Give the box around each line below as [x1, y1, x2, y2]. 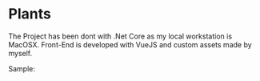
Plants [8, 5, 52, 23]
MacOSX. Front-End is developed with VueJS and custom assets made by [8, 39, 252, 49]
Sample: [8, 63, 36, 73]
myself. [8, 48, 33, 58]
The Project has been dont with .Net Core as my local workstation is [8, 31, 233, 41]
